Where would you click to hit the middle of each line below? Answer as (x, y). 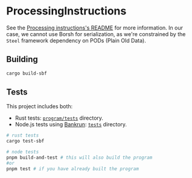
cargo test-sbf (25, 141)
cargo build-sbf (27, 73)
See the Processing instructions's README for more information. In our (94, 28)
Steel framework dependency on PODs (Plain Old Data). (76, 40)
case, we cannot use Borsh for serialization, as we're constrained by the (96, 34)
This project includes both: (40, 106)
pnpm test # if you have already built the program (72, 169)
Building (22, 59)
